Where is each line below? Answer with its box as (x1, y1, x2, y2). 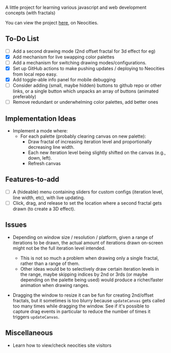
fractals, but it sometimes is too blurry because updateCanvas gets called (12, 297, 165, 303)
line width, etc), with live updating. (12, 194, 85, 201)
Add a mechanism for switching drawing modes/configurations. (12, 59, 147, 65)
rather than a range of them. (20, 260, 80, 267)
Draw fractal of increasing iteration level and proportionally (28, 139, 152, 145)
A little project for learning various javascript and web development (5, 5, 146, 10)
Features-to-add (5, 175, 60, 184)
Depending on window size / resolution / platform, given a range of (12, 234, 154, 240)
